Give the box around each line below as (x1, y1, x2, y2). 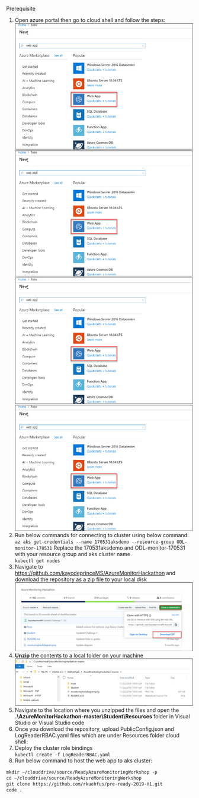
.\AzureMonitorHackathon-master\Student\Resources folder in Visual (14, 712, 191, 720)
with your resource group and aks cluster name (14, 551, 131, 558)
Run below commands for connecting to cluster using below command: (14, 532, 189, 539)
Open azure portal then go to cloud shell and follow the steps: (14, 17, 166, 23)
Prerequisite (6, 5, 36, 12)
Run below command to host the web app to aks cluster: (14, 757, 153, 764)
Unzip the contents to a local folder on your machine (14, 652, 144, 659)
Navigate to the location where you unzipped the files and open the (14, 706, 179, 714)
